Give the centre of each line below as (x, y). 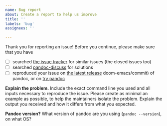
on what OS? (18, 119)
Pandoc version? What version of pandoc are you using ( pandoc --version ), (83, 114)
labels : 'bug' (20, 24)
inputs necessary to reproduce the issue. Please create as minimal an (77, 94)
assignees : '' (20, 28)
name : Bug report (23, 10)
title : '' (15, 19)
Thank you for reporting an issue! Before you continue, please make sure (80, 47)
